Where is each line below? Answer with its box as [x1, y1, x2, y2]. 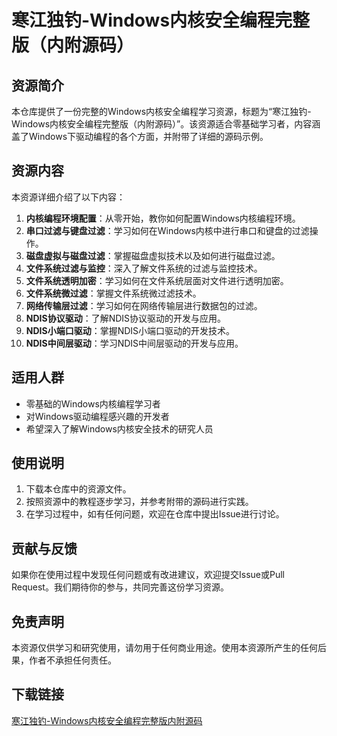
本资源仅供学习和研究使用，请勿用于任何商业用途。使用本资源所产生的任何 [11, 642, 318, 654]
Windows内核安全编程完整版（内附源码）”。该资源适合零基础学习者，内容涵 [11, 118, 321, 130]
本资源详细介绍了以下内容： [11, 191, 126, 203]
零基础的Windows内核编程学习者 [25, 397, 161, 410]
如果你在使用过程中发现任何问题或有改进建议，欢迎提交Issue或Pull [11, 569, 285, 581]
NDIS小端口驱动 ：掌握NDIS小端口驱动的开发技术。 [25, 324, 236, 336]
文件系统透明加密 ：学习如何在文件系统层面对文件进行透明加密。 [25, 274, 289, 286]
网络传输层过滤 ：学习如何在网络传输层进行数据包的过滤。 [25, 299, 263, 311]
